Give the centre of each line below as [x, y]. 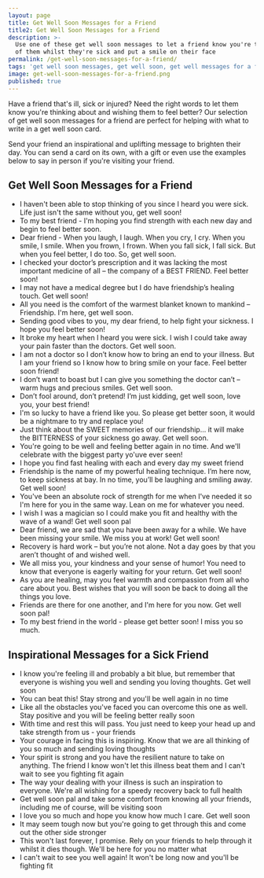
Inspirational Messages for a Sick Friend [109, 654]
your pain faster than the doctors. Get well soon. [98, 346]
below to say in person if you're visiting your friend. [92, 160]
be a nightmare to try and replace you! [81, 421]
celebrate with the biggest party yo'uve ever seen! [101, 455]
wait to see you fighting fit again [71, 774]
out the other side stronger [63, 832]
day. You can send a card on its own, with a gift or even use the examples [127, 152]
